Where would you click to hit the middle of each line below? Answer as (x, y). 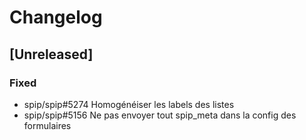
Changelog (56, 17)
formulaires (47, 125)
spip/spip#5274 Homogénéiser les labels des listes (129, 104)
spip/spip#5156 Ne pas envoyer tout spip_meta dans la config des (160, 115)
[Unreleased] (51, 54)
